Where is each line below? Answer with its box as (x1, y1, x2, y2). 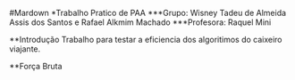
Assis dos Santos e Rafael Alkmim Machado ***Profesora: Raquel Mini (9, 17, 272, 28)
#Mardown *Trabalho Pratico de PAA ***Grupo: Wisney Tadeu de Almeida (9, 8, 287, 18)
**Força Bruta (9, 61, 63, 71)
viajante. (9, 44, 41, 54)
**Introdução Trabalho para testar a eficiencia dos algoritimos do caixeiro (9, 35, 283, 44)
